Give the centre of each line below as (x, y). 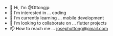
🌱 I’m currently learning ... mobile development (57, 18)
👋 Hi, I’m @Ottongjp (30, 8)
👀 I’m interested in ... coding (38, 13)
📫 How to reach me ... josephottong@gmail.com (59, 28)
